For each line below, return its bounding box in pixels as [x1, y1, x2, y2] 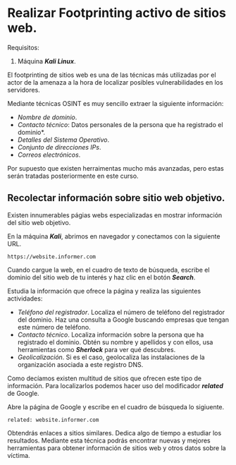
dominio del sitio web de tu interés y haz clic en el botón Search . [7, 273, 196, 282]
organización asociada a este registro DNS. [17, 360, 144, 368]
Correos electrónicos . [17, 150, 81, 159]
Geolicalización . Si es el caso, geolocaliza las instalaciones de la [17, 353, 206, 361]
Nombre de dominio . [17, 113, 77, 121]
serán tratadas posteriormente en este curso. [7, 171, 139, 180]
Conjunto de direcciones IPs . [17, 143, 101, 151]
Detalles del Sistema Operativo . [17, 135, 110, 144]
